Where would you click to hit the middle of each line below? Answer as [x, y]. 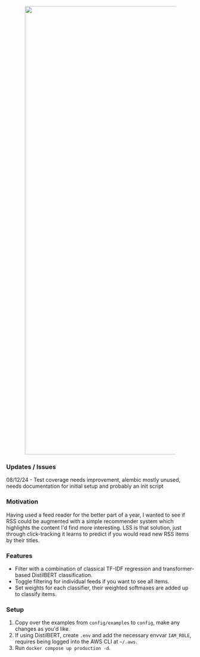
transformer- [179, 569]
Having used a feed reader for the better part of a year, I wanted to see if [96, 515]
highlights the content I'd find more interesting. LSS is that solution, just [94, 527]
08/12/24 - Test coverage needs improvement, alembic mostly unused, [93, 480]
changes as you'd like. [42, 629]
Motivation [22, 502]
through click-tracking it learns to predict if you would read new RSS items [98, 534]
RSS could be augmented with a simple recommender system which [90, 521]
